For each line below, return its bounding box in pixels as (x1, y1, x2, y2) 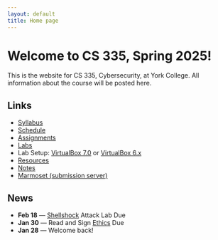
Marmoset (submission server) (17, 172, 108, 180)
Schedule (17, 126, 46, 135)
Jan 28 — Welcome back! (17, 226, 94, 235)
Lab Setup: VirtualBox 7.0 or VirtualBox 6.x (17, 149, 142, 157)
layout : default (7, 10, 55, 18)
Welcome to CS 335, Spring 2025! (7, 48, 212, 64)
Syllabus (17, 118, 43, 127)
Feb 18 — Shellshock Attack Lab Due (17, 211, 126, 219)
